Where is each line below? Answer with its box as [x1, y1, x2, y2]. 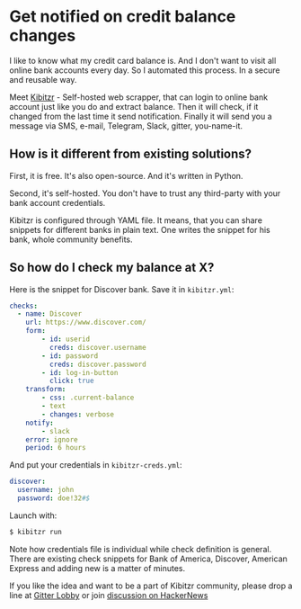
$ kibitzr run [9, 527, 63, 536]
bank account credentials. [9, 197, 106, 208]
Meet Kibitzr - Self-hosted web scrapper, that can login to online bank [9, 92, 268, 103]
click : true [49, 376, 94, 386]
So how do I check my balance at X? [9, 260, 215, 275]
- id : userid [41, 335, 91, 344]
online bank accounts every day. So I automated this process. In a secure [9, 65, 280, 76]
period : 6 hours [25, 443, 87, 452]
